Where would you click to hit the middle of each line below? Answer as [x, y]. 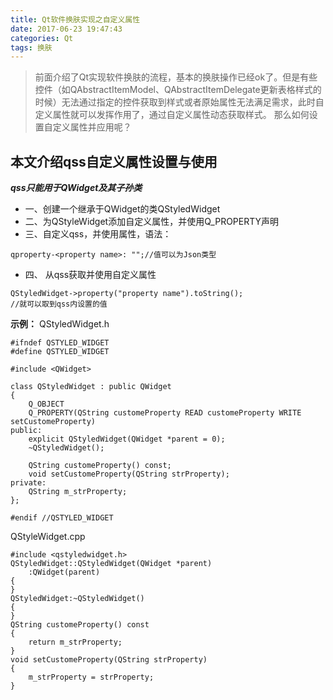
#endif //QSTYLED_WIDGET [62, 518]
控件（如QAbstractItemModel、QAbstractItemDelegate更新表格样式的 [178, 90]
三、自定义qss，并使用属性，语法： [98, 234]
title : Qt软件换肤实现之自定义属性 [75, 19]
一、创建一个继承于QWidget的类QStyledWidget [122, 209]
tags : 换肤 [31, 47]
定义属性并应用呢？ [92, 127]
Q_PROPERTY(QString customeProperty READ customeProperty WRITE [165, 413]
